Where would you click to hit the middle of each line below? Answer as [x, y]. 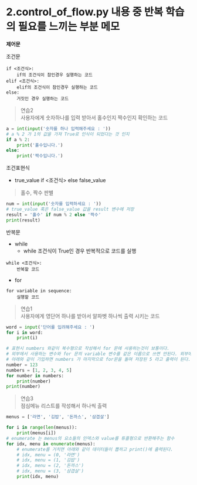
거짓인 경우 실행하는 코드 [43, 98]
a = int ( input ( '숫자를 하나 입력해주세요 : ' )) [59, 129]
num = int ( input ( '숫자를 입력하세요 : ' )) [54, 204]
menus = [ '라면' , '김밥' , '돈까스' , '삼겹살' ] [58, 417]
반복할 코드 [28, 269]
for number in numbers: [35, 375]
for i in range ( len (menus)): [42, 428]
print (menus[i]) [37, 433]
